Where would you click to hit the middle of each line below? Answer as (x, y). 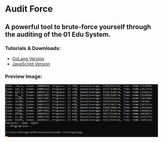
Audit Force (29, 9)
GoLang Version (28, 59)
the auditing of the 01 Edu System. (58, 34)
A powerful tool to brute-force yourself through (78, 27)
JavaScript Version (31, 63)
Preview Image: (24, 76)
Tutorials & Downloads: (33, 48)
